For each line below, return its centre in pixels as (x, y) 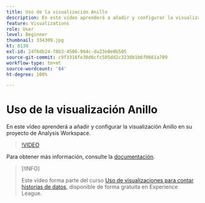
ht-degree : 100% (27, 74)
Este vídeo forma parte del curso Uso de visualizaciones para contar (107, 180)
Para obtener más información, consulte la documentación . (81, 157)
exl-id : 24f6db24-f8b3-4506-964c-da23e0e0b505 (67, 52)
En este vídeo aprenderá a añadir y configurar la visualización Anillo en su (99, 127)
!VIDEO (30, 145)
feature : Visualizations (38, 23)
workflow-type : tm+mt (34, 63)
